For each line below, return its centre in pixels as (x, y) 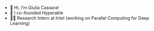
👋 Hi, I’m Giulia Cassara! (34, 8)
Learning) (20, 23)
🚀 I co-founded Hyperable (37, 13)
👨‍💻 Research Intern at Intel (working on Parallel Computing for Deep (79, 18)
